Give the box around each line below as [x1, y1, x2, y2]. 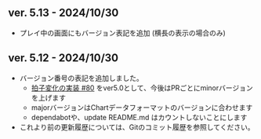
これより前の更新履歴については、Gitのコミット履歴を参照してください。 [19, 122, 255, 132]
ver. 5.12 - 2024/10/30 [8, 51, 119, 65]
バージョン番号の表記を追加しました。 [19, 73, 143, 82]
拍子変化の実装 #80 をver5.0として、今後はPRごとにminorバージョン [31, 82, 253, 93]
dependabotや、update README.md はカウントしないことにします [31, 112, 248, 122]
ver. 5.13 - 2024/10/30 [8, 6, 119, 20]
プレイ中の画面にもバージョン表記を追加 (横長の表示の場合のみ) [19, 27, 226, 38]
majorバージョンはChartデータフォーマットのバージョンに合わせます [31, 102, 253, 112]
